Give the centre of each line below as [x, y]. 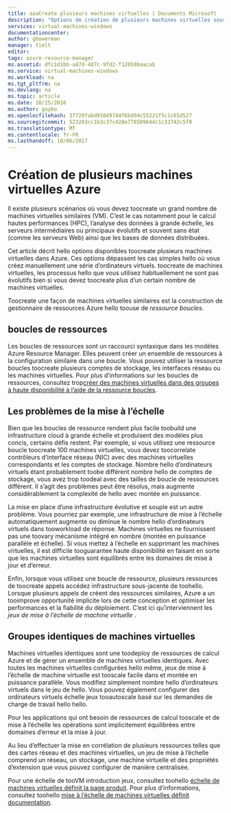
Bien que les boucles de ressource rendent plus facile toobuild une [102, 428]
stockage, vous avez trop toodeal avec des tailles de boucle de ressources [113, 479]
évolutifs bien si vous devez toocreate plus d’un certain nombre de [102, 280]
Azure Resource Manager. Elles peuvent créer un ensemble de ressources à [115, 353]
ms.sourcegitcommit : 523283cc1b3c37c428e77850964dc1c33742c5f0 [100, 122]
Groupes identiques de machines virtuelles [102, 636]
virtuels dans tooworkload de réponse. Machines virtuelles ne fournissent [111, 528]
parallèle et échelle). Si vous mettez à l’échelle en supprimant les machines [114, 543]
